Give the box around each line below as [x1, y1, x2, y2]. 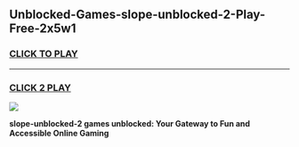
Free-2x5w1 [9, 21, 77, 37]
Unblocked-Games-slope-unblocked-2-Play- [9, 7, 265, 22]
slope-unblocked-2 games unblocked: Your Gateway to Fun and [9, 118, 251, 128]
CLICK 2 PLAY [9, 81, 71, 94]
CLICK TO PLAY [9, 48, 78, 61]
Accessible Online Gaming [9, 127, 109, 138]
